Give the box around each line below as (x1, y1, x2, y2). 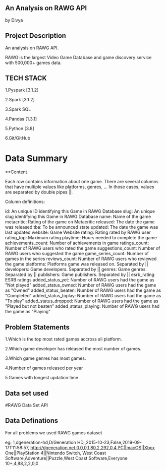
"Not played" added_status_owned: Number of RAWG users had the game (5, 282, 157, 288)
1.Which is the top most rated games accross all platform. (5, 336, 122, 342)
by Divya (5, 17, 23, 23)
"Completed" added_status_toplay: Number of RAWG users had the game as (5, 293, 161, 299)
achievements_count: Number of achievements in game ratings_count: (5, 240, 149, 246)
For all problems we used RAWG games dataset (5, 429, 103, 436)
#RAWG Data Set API (5, 402, 48, 408)
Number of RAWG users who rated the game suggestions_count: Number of (5, 245, 161, 251)
